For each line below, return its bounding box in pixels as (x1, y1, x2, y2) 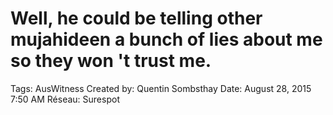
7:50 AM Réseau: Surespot (10, 93, 120, 105)
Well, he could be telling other (10, 7, 263, 30)
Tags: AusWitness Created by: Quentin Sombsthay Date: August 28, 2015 (10, 82, 312, 94)
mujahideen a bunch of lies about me (10, 28, 323, 51)
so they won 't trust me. (10, 50, 212, 72)
